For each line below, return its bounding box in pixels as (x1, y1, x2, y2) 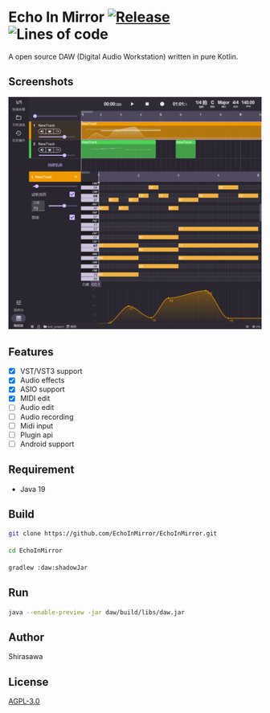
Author (8, 630, 44, 644)
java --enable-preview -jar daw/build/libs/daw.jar (8, 608, 185, 617)
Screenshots (8, 75, 74, 88)
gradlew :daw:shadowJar (8, 563, 88, 572)
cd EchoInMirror (8, 547, 63, 555)
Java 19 (19, 484, 46, 494)
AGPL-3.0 (8, 696, 40, 707)
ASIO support (19, 384, 66, 394)
